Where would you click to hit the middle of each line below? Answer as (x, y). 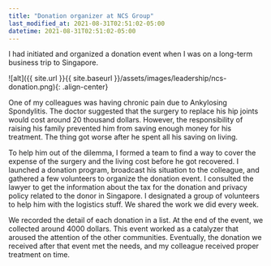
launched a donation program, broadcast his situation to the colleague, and (134, 170)
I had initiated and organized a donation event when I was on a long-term (131, 54)
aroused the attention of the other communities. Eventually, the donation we (135, 238)
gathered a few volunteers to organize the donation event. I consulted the (131, 178)
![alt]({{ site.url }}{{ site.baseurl (60, 79)
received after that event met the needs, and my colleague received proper (134, 246)
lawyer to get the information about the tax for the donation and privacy (128, 187)
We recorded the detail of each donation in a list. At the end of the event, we (136, 221)
